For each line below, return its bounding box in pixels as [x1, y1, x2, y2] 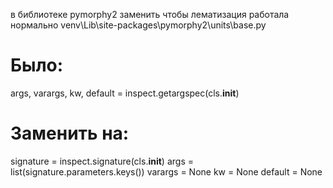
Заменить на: [10, 122, 130, 145]
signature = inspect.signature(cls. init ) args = [10, 155, 194, 167]
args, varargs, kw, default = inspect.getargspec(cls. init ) [10, 87, 240, 99]
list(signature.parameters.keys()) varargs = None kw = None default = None [10, 165, 323, 178]
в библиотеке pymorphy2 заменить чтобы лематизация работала [10, 9, 290, 20]
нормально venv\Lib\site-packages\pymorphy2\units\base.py [10, 19, 267, 31]
